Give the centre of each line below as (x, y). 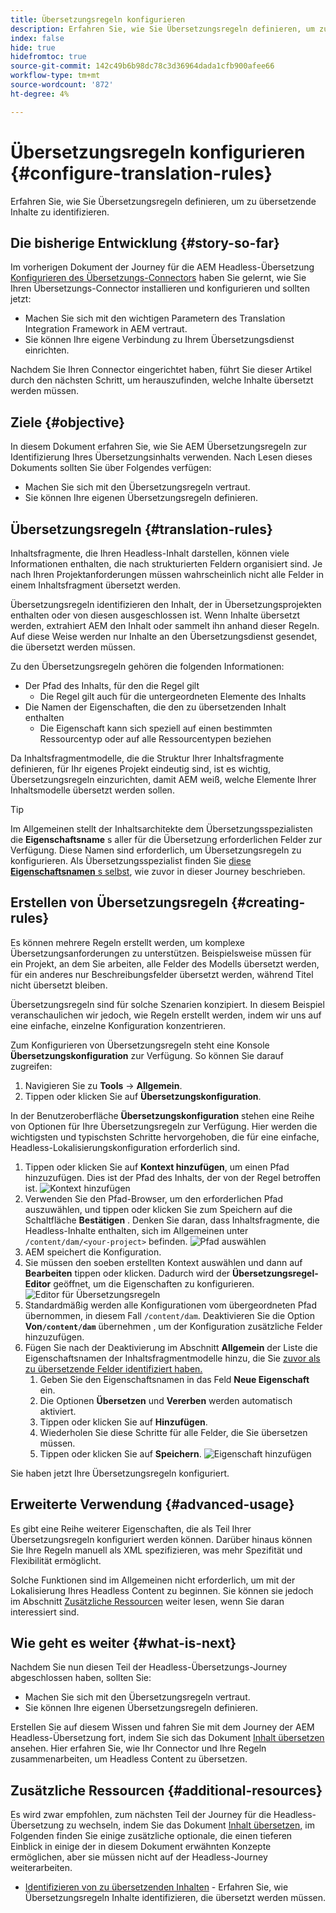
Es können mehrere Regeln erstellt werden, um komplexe (127, 942)
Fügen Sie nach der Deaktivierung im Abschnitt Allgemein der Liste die (171, 1347)
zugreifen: (31, 1066)
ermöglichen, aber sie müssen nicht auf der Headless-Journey (139, 1857)
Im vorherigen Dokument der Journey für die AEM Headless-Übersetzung (162, 267)
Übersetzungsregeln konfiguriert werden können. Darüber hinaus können (161, 1539)
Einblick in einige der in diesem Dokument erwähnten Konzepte (141, 1847)
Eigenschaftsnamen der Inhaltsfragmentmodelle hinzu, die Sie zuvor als (172, 1358)
